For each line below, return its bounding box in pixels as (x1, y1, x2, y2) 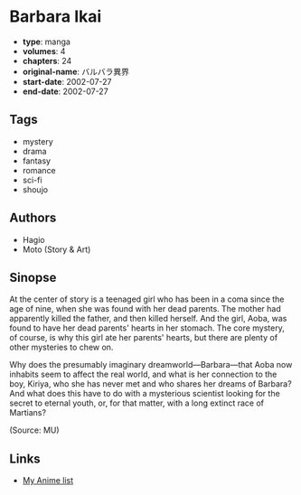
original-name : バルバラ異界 (22, 66, 129, 77)
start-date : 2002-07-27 (22, 76, 112, 87)
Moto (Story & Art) (22, 244, 91, 255)
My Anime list (22, 475, 74, 486)
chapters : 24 (22, 55, 72, 66)
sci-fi (22, 174, 42, 185)
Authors (9, 210, 57, 226)
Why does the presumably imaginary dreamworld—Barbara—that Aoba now (9, 360, 293, 370)
